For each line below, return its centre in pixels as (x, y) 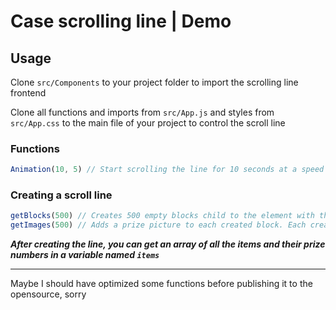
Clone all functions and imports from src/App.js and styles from (142, 112)
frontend (28, 93)
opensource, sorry (48, 294)
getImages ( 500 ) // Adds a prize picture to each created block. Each (158, 225)
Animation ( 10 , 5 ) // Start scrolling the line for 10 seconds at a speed (167, 170)
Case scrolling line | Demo (121, 21)
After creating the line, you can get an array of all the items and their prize (168, 244)
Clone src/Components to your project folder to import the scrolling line (154, 82)
